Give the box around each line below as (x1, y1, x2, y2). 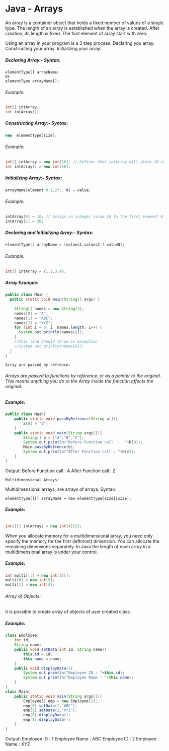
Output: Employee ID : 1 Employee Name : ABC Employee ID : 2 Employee (5, 735, 157, 741)
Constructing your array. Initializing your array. (5, 45, 102, 51)
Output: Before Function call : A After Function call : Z (5, 468, 116, 474)
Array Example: (5, 279, 39, 285)
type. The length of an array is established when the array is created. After (5, 25, 160, 31)
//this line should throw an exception (14, 339, 98, 344)
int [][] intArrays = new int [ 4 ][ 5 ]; (5, 523, 82, 529)
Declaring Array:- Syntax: (5, 57, 61, 63)
